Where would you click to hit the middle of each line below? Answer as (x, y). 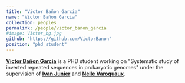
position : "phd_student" (37, 45)
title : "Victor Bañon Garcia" (43, 11)
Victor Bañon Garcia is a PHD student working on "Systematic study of (92, 61)
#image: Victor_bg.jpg (34, 34)
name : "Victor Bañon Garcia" (42, 17)
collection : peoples (32, 22)
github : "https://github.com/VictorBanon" (59, 39)
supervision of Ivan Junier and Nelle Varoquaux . (66, 74)
